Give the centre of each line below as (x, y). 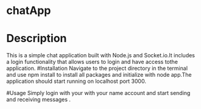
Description (37, 39)
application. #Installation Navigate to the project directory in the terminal (97, 68)
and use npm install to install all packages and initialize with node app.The (99, 75)
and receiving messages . (39, 100)
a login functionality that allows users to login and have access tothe (92, 62)
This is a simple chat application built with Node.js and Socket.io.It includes (101, 55)
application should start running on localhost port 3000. (76, 81)
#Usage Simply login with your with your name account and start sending (98, 93)
